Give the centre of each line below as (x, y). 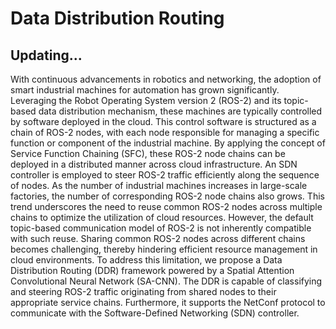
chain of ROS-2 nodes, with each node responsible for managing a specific (165, 132)
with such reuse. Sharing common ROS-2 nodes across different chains (158, 238)
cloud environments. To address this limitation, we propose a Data (146, 260)
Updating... (46, 55)
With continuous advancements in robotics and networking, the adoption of (166, 79)
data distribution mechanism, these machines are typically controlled (180, 111)
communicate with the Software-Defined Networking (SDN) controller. (155, 313)
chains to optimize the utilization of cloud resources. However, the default (162, 217)
